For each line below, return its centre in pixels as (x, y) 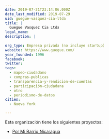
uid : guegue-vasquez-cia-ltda (36, 18)
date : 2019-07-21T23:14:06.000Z (38, 9)
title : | (14, 23)
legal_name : (17, 32)
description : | (20, 37)
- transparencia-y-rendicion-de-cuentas (51, 81)
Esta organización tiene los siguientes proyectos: (54, 122)
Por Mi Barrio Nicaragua (36, 131)
